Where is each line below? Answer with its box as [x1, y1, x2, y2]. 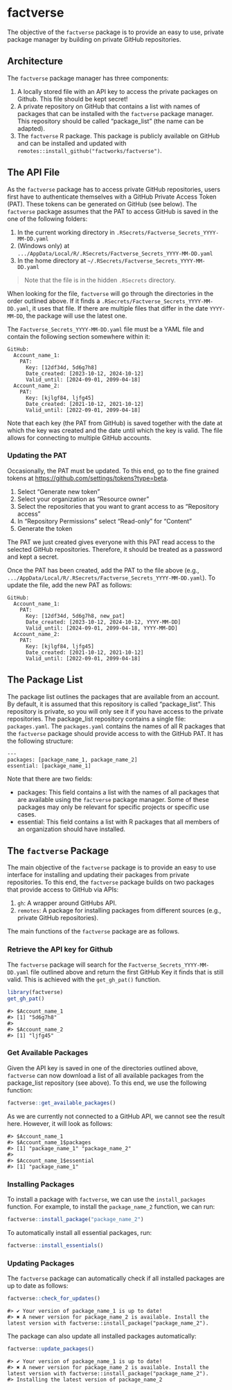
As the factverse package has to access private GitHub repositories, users [7, 185, 220, 193]
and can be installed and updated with [17, 139, 127, 147]
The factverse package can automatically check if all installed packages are [7, 1274, 225, 1283]
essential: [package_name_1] [7, 762, 91, 769]
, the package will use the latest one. [22, 311, 127, 320]
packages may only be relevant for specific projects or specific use [17, 803, 210, 811]
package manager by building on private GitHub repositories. [7, 35, 181, 43]
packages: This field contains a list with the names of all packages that [17, 787, 220, 796]
